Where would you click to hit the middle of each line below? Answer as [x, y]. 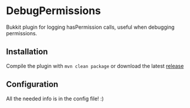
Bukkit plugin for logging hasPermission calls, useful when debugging [90, 27]
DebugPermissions [54, 11]
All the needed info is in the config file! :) [55, 99]
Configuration [32, 84]
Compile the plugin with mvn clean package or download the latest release [95, 66]
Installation [27, 52]
